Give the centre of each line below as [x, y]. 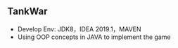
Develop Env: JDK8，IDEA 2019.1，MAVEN [80, 29]
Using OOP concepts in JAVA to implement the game [94, 37]
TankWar [27, 11]
